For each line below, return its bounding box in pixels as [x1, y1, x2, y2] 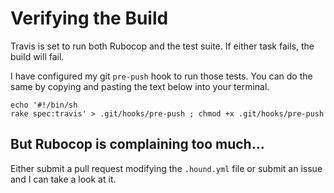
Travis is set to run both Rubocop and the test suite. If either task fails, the [10, 40, 315, 52]
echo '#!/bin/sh [10, 100, 78, 110]
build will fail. [10, 50, 65, 62]
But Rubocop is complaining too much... [10, 136, 265, 153]
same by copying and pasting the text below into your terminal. [10, 80, 270, 92]
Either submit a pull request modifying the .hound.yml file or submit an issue [10, 162, 323, 174]
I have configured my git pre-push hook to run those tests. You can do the [10, 70, 313, 82]
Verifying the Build [10, 7, 169, 30]
